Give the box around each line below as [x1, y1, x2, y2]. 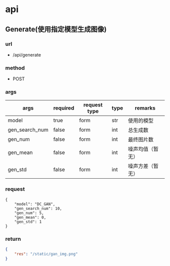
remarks [135, 104, 156, 112]
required [53, 104, 74, 112]
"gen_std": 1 [14, 219, 42, 224]
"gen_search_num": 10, [14, 206, 62, 211]
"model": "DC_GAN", [14, 201, 56, 206]
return [5, 235, 21, 242]
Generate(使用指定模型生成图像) [5, 25, 107, 33]
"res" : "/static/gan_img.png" [14, 251, 78, 256]
